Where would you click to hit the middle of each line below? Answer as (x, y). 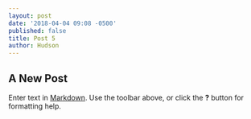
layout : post (30, 16)
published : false (37, 31)
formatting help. (35, 106)
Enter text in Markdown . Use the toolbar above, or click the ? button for (126, 97)
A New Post (38, 78)
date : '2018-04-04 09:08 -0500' (62, 23)
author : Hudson (34, 46)
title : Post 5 (32, 38)
